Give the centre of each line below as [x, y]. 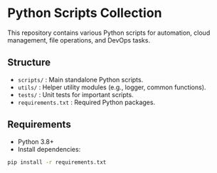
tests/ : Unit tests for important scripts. [75, 94]
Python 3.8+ [36, 141]
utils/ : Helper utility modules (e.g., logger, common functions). [112, 87]
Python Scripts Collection [85, 13]
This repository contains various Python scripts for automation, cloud [109, 33]
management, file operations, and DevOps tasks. [79, 40]
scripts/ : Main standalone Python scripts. [80, 79]
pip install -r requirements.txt [57, 162]
